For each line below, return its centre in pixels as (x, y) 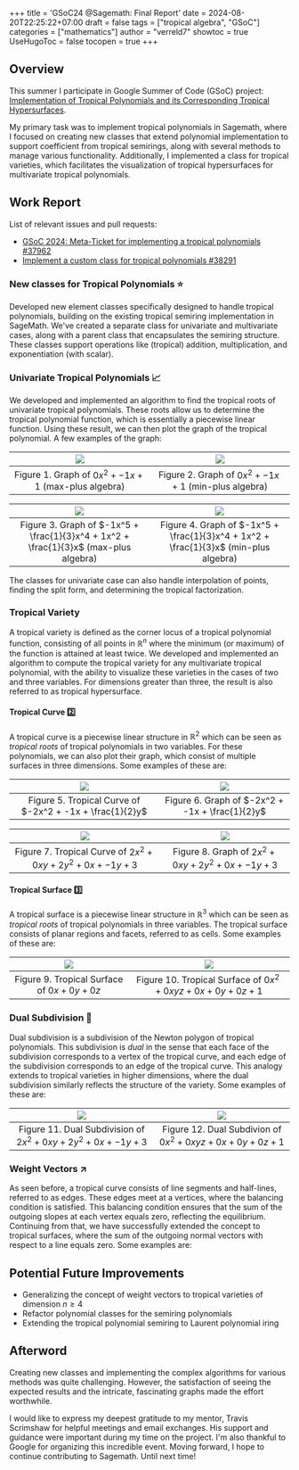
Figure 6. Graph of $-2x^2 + (224, 800)
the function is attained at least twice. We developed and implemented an (144, 653)
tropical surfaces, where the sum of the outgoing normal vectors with (136, 1235)
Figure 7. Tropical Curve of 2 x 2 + (84, 851)
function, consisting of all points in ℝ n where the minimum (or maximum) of (147, 642)
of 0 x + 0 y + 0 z (69, 990)
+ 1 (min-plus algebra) (220, 486)
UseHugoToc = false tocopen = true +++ (84, 41)
